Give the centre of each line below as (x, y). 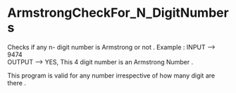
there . (17, 83)
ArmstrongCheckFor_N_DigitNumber (118, 13)
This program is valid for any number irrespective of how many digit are (111, 76)
